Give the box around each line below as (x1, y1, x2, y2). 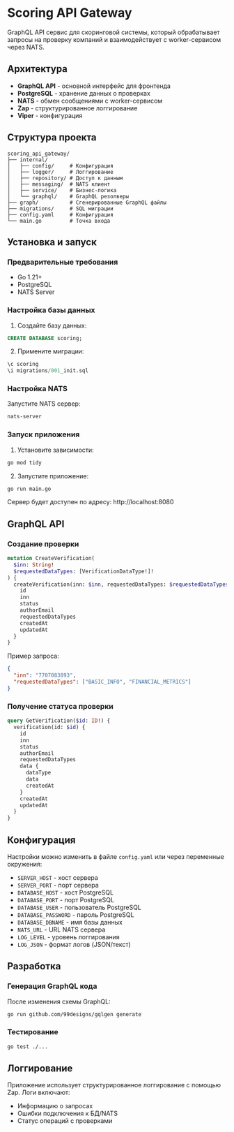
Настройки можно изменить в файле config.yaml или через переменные (7, 852, 224, 860)
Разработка (7, 960, 61, 972)
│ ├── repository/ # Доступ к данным (7, 175, 123, 182)
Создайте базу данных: (17, 321, 87, 330)
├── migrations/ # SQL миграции (7, 205, 114, 212)
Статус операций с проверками (17, 1117, 113, 1125)
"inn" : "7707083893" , (13, 672, 77, 679)
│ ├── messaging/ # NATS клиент (7, 180, 111, 188)
